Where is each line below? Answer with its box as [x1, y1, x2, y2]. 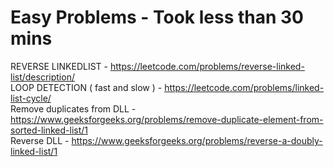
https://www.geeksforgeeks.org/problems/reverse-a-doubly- [71, 134, 323, 146]
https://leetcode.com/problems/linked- [164, 81, 325, 93]
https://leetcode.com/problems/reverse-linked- [109, 60, 305, 72]
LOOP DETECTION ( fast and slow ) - [10, 81, 163, 93]
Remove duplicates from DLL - [10, 102, 137, 115]
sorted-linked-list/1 [10, 124, 88, 136]
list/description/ [10, 71, 75, 83]
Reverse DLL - [10, 134, 70, 146]
